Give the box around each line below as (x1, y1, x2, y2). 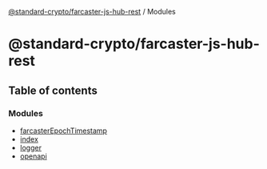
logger (19, 143, 42, 152)
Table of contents (8, 83, 98, 97)
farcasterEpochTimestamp (19, 126, 108, 135)
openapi (19, 151, 48, 161)
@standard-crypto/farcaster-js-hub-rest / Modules (8, 7, 176, 16)
